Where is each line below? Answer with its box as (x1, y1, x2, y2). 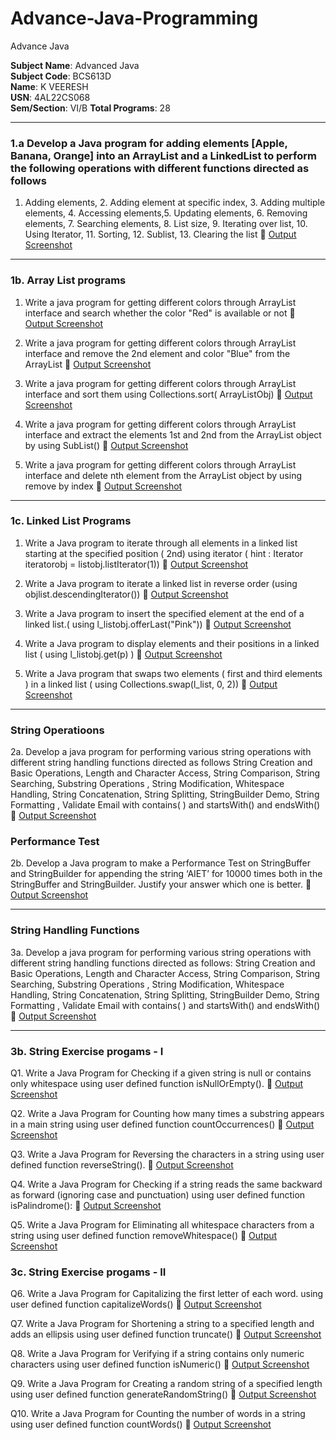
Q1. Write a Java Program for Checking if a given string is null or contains (10, 1067, 312, 1079)
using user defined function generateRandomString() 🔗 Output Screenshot (10, 1388, 317, 1401)
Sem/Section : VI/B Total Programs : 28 (10, 102, 171, 114)
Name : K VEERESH (10, 80, 89, 92)
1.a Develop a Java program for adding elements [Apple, (10, 136, 288, 150)
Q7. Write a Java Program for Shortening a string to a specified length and (10, 1318, 315, 1330)
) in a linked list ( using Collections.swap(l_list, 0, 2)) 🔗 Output (24, 678, 278, 690)
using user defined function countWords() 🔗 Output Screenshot (10, 1418, 272, 1431)
